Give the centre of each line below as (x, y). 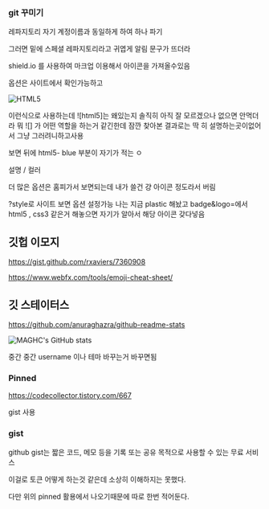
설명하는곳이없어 (235, 125)
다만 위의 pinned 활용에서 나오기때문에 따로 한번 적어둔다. (99, 496)
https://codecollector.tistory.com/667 (70, 396)
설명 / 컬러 (25, 170)
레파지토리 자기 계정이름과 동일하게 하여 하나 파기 (86, 32)
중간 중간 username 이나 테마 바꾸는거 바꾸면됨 (83, 356)
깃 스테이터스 (39, 304)
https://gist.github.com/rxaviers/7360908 (77, 262)
